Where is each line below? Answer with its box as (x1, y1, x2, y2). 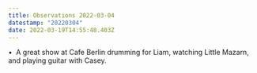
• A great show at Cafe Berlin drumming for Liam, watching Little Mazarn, (8, 48, 249, 57)
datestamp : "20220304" (8, 19, 83, 27)
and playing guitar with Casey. (8, 56, 107, 65)
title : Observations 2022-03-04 (8, 11, 115, 20)
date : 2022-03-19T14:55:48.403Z (8, 26, 115, 34)
